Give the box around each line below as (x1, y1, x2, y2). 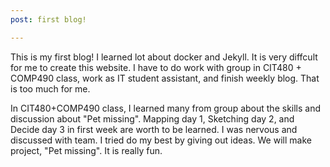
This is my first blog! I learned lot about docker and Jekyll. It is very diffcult (10, 51, 318, 63)
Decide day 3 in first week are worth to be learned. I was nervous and (10, 123, 298, 135)
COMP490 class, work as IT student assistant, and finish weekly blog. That (10, 72, 320, 84)
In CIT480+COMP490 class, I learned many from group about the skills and (10, 102, 322, 114)
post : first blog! (10, 14, 87, 25)
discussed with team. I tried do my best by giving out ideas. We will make (10, 134, 312, 146)
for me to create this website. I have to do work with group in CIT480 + (10, 61, 302, 73)
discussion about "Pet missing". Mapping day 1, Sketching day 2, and (10, 112, 295, 125)
